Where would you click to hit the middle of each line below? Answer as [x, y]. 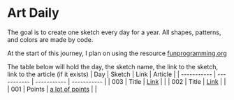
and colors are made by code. [50, 39]
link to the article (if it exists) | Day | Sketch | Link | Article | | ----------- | [112, 74]
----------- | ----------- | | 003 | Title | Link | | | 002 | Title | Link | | [131, 81]
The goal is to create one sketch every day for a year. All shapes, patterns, [114, 32]
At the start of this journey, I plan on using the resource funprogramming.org [117, 53]
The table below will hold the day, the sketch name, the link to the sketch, [113, 66]
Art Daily [33, 13]
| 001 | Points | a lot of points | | [52, 89]
